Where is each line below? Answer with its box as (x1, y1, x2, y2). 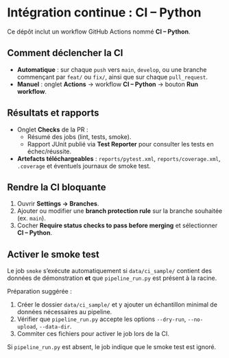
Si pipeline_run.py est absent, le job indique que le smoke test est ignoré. (7, 343, 217, 351)
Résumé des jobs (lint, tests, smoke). (27, 132, 132, 141)
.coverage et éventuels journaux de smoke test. (16, 162, 151, 170)
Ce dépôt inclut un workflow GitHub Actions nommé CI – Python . (7, 27, 191, 36)
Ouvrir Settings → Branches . (16, 200, 99, 208)
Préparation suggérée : (7, 287, 72, 296)
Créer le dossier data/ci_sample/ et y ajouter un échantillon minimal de (16, 301, 218, 309)
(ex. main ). (16, 214, 46, 222)
